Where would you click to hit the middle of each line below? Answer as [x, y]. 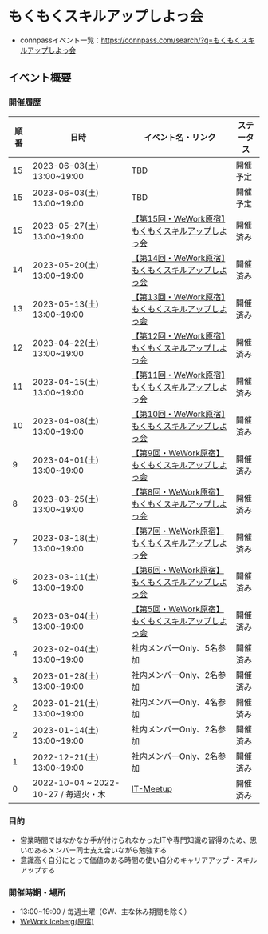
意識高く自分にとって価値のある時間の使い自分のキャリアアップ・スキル [138, 860]
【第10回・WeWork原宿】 [178, 414]
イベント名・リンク [179, 137]
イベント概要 [40, 78]
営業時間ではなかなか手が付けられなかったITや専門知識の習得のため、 [135, 840]
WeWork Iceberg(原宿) [57, 922]
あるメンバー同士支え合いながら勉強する [100, 850]
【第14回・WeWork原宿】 [178, 258]
